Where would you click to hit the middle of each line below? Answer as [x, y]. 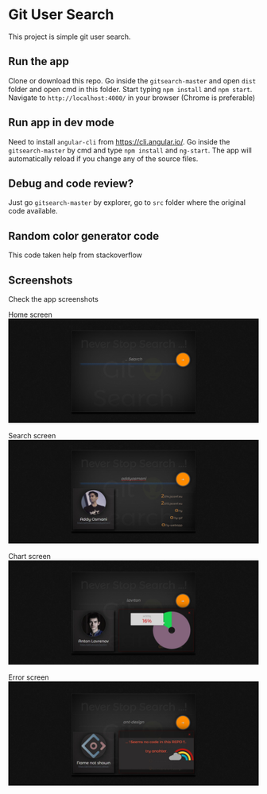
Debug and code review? [71, 183]
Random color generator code [84, 236]
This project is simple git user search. [70, 37]
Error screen [29, 677]
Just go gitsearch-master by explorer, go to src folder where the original [127, 202]
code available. [33, 211]
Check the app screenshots [54, 299]
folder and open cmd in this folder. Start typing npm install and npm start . [130, 89]
